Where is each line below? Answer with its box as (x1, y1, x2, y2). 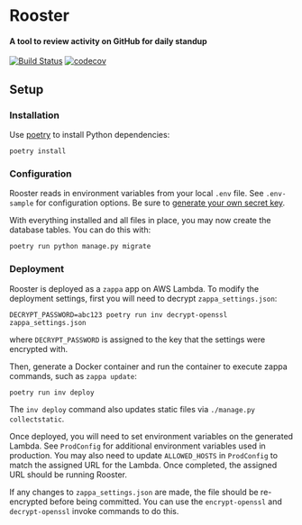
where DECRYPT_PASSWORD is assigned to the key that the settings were (9, 334, 266, 345)
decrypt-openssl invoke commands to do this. (9, 505, 179, 516)
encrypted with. (9, 343, 69, 354)
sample (9, 199, 34, 208)
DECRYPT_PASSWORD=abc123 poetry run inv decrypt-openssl (9, 310, 228, 320)
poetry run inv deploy (9, 388, 95, 397)
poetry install (9, 147, 67, 156)
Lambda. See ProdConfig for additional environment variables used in (9, 440, 266, 451)
